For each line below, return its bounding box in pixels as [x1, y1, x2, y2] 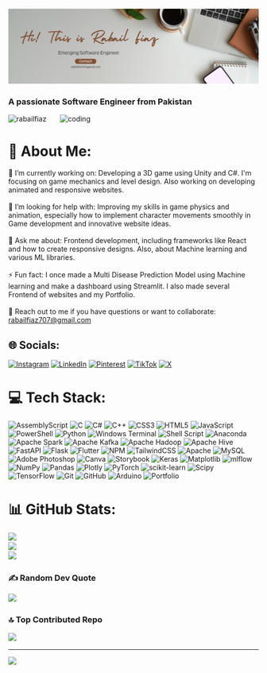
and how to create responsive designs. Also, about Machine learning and [8, 244, 248, 254]
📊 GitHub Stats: [8, 501, 117, 519]
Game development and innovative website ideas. [8, 219, 172, 229]
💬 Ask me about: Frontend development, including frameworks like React [8, 236, 247, 246]
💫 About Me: [8, 142, 92, 160]
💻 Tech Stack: [8, 389, 106, 407]
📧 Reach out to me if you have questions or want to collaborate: [8, 307, 216, 316]
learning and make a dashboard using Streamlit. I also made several [8, 281, 230, 291]
